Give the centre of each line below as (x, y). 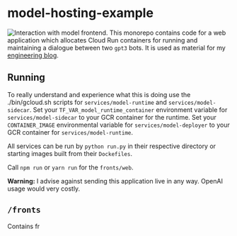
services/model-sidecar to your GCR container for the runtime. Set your (112, 117)
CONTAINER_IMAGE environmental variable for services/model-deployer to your (118, 125)
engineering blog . (33, 55)
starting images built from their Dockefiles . (70, 153)
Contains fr (24, 226)
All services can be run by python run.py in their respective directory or (112, 146)
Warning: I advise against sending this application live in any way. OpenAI (115, 181)
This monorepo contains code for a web (168, 33)
